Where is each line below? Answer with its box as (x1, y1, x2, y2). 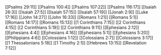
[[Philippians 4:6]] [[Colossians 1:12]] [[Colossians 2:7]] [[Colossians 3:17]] (5, 35, 153, 41)
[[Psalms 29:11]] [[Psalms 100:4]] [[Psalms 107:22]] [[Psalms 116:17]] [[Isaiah (5, 4, 157, 10)
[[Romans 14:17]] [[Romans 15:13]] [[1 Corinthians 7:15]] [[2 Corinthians (5, 19, 146, 25)
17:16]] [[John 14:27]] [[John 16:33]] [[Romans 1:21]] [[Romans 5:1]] (5, 14, 138, 20)
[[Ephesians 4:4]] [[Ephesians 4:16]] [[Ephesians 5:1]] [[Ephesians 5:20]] (5, 30, 150, 35)
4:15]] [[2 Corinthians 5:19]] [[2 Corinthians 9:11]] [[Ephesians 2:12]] (5, 25, 139, 30)
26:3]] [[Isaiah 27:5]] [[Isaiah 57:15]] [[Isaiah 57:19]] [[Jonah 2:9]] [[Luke (5, 9, 148, 15)
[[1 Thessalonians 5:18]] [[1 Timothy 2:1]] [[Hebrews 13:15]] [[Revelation (5, 40, 146, 45)
